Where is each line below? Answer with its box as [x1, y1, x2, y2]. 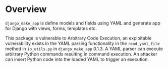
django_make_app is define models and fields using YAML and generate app [5, 20, 160, 26]
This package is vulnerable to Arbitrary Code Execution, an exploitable [5, 35, 152, 41]
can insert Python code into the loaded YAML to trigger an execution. [5, 56, 149, 62]
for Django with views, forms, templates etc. [5, 25, 97, 31]
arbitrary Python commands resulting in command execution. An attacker [5, 51, 157, 57]
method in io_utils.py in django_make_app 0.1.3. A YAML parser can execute [5, 45, 163, 51]
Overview [5, 3, 47, 15]
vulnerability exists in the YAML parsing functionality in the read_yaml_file [5, 40, 160, 46]
